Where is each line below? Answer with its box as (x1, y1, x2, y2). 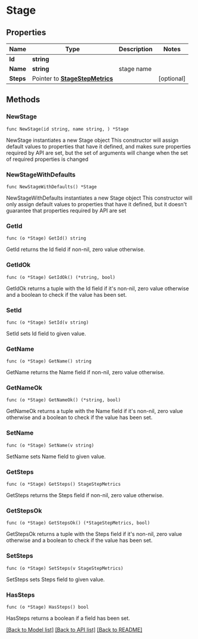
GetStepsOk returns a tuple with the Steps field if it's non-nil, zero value (6, 531, 183, 538)
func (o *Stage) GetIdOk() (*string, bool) (6, 274, 116, 280)
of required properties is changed (6, 156, 89, 163)
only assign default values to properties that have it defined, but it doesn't (6, 200, 187, 207)
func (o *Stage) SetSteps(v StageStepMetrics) (6, 565, 124, 571)
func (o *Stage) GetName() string (6, 358, 92, 364)
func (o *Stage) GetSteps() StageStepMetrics (6, 481, 121, 488)
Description (118, 45, 153, 53)
